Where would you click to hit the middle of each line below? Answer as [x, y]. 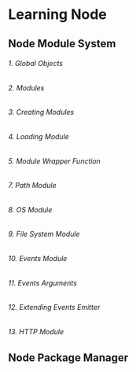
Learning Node [58, 15]
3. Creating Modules [41, 112]
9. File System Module [44, 234]
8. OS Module [30, 209]
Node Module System [62, 44]
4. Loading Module [39, 136]
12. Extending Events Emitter [54, 308]
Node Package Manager [68, 358]
